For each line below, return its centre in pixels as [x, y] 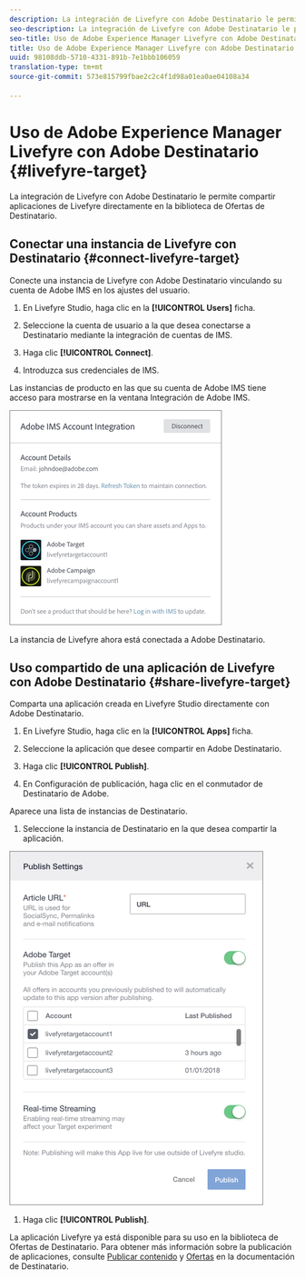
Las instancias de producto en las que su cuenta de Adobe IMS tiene [138, 387]
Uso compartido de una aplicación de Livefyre [142, 668]
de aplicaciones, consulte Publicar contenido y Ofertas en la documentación [152, 1257]
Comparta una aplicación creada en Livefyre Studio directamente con [139, 704]
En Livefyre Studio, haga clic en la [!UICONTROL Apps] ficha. [138, 731]
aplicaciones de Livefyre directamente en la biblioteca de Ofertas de [137, 205]
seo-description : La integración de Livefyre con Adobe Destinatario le [150, 29]
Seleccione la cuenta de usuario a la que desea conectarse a [137, 325]
